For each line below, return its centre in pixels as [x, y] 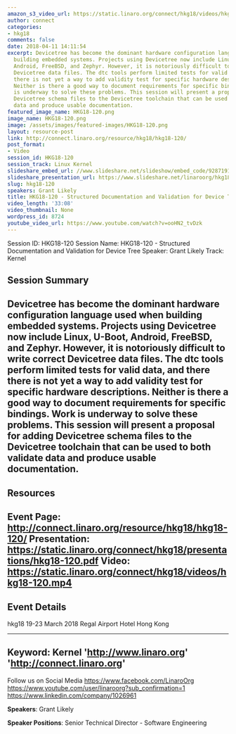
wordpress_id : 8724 [36, 217]
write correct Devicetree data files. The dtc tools [116, 359]
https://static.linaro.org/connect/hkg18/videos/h [117, 572]
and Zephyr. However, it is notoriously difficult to [117, 348]
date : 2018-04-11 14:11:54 [47, 46]
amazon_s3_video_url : [39, 14]
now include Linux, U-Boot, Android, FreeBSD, [110, 337]
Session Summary [48, 280]
